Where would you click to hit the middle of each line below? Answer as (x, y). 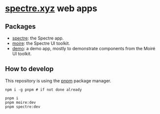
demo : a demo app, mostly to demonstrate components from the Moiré (84, 48)
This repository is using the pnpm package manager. (58, 80)
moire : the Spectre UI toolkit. (41, 43)
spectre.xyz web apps (51, 9)
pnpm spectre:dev (23, 107)
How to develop (29, 69)
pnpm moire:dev (21, 102)
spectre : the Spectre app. (38, 38)
